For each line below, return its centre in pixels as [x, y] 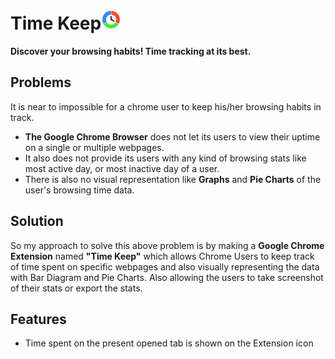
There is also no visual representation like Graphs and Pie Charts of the [173, 179]
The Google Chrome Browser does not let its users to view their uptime [172, 136]
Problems [41, 82]
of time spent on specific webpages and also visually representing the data [165, 266]
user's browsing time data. [79, 190]
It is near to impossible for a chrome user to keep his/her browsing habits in [166, 106]
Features [38, 319]
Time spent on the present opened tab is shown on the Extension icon [169, 343]
